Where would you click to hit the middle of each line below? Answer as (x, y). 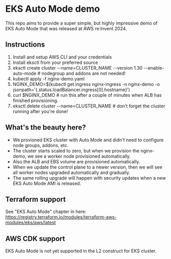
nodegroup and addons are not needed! (84, 73)
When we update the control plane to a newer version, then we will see (88, 167)
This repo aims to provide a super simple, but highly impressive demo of (81, 23)
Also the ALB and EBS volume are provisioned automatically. (76, 161)
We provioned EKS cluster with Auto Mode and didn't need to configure (88, 140)
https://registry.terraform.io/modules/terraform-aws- (61, 217)
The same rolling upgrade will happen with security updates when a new (89, 178)
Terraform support (36, 199)
